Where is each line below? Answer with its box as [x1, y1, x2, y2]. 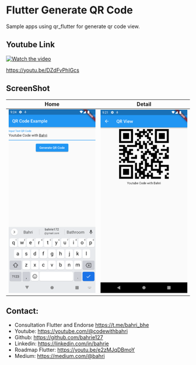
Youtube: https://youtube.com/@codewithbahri [14, 328, 128, 335]
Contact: [6, 306, 39, 316]
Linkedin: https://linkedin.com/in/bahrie [14, 340, 109, 347]
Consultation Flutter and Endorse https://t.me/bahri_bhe [14, 322, 149, 329]
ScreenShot [6, 84, 50, 93]
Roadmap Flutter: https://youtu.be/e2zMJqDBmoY [14, 346, 135, 353]
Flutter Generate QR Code [6, 4, 133, 17]
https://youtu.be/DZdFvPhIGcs [6, 67, 80, 74]
